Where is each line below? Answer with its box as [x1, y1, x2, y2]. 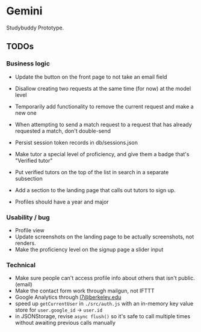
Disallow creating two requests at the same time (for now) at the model [14, 85, 191, 92]
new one [14, 109, 37, 116]
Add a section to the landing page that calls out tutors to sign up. [14, 186, 176, 193]
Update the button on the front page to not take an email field [14, 73, 167, 80]
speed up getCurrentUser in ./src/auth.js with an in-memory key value [14, 300, 194, 307]
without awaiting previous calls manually [14, 319, 116, 327]
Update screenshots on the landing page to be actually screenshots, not [14, 233, 194, 240]
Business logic [6, 59, 50, 68]
